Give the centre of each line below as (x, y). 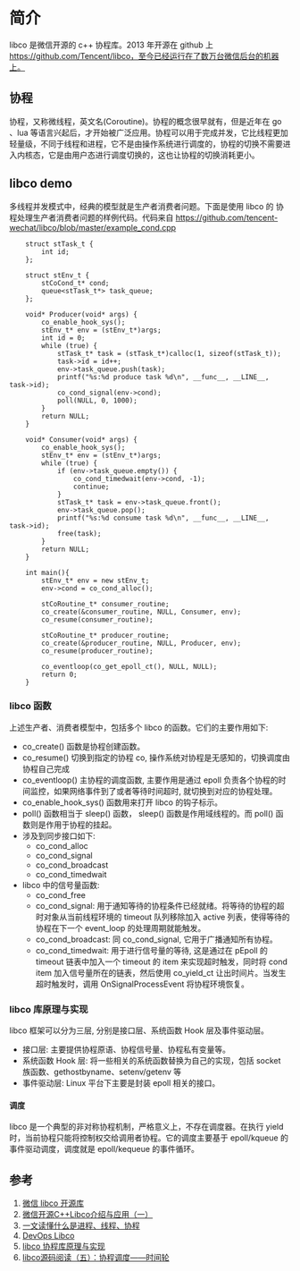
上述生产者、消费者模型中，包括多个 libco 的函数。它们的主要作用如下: (139, 727)
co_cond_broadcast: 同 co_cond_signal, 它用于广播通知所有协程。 (157, 939)
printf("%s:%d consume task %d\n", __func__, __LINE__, (163, 518)
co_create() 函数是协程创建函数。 (83, 746)
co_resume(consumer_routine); (97, 619)
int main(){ (47, 572)
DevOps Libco (48, 1236)
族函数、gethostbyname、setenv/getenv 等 (102, 1072)
